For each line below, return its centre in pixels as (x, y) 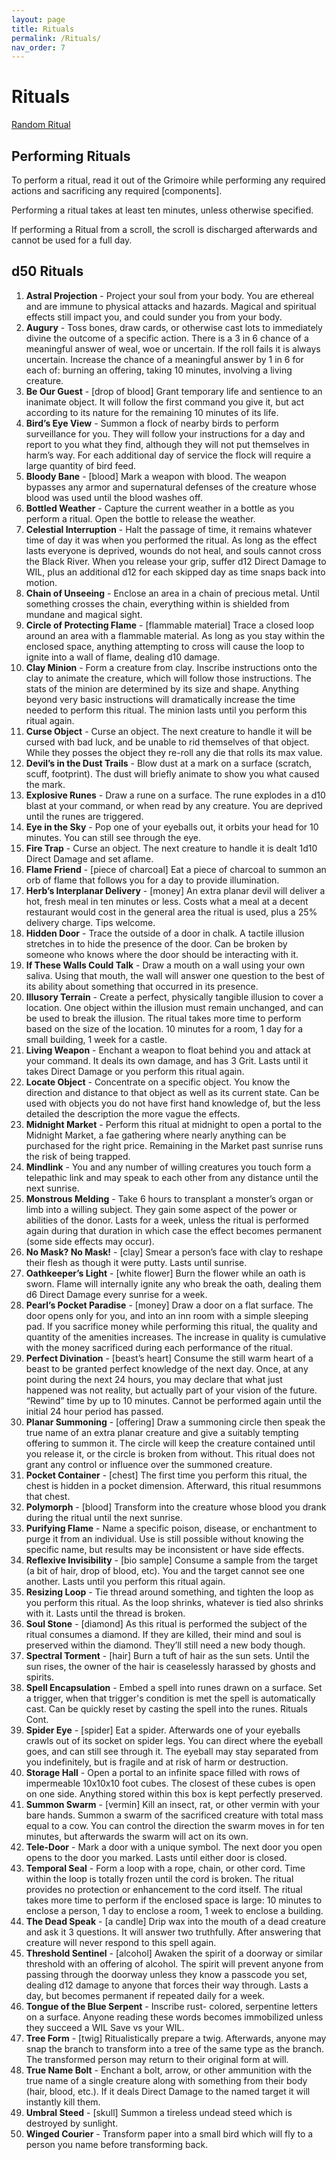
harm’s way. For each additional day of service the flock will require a (168, 455)
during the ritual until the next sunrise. (104, 1517)
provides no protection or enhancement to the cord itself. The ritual (164, 1889)
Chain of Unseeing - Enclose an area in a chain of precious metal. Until (172, 593)
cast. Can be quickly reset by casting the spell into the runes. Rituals (166, 1708)
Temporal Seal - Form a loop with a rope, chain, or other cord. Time (165, 1868)
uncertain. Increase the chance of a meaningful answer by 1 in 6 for (164, 359)
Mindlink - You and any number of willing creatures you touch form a (168, 1167)
